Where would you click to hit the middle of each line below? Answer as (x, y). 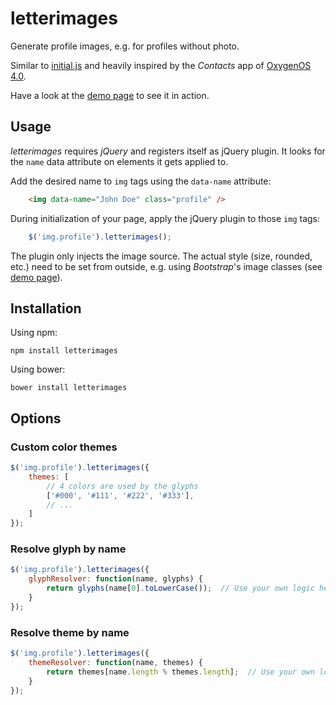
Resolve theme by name (70, 632)
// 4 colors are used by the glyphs (122, 486)
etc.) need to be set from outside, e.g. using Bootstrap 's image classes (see (166, 266)
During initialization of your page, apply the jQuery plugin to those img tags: (165, 218)
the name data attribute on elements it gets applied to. (119, 161)
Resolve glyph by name (68, 549)
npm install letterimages (64, 351)
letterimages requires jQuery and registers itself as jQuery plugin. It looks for (168, 151)
